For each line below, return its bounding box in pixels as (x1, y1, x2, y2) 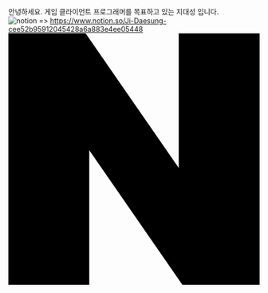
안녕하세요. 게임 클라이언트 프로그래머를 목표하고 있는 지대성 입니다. (8, 7, 219, 16)
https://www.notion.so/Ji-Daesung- (49, 16, 167, 26)
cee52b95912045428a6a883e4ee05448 (8, 25, 144, 34)
